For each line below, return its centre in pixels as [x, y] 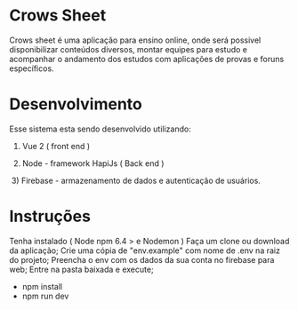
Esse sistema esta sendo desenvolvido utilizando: [100, 129]
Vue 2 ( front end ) [56, 146]
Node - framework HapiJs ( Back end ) [93, 163]
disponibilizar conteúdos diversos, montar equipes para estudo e [128, 49]
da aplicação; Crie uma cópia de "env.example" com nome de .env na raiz [145, 250]
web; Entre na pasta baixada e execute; [81, 269]
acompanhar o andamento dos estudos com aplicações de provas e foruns [147, 59]
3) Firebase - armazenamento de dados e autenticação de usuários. [136, 180]
